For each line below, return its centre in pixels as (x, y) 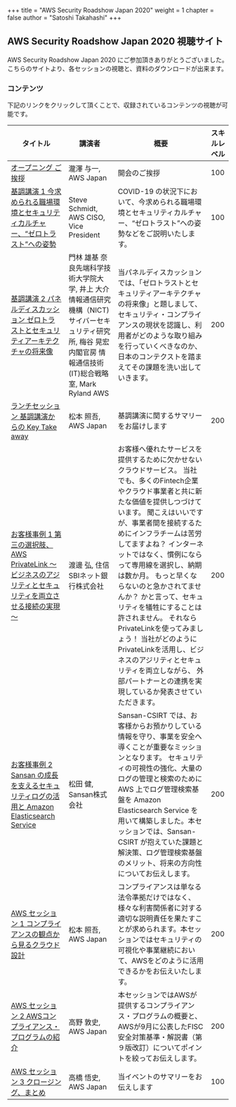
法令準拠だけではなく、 (156, 897)
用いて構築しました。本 (156, 821)
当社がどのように (169, 639)
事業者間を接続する (163, 523)
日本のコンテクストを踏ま (160, 357)
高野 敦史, (85, 1023)
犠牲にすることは (173, 608)
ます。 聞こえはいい (157, 513)
